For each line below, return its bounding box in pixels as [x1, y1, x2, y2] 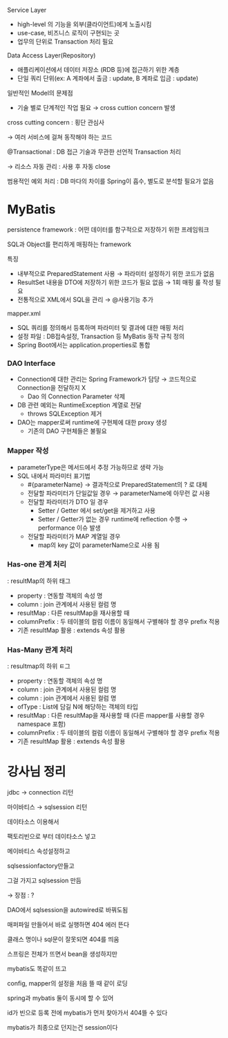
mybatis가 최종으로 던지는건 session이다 [7, 1023, 118, 1032]
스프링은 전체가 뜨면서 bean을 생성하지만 [7, 950, 117, 958]
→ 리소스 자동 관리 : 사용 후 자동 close [7, 163, 111, 170]
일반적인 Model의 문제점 [7, 89, 74, 97]
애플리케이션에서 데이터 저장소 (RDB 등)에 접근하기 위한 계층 [17, 66, 180, 73]
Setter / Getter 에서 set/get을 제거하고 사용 [37, 506, 156, 515]
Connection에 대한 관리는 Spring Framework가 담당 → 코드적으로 [17, 375, 197, 383]
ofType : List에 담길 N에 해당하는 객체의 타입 [17, 703, 138, 711]
